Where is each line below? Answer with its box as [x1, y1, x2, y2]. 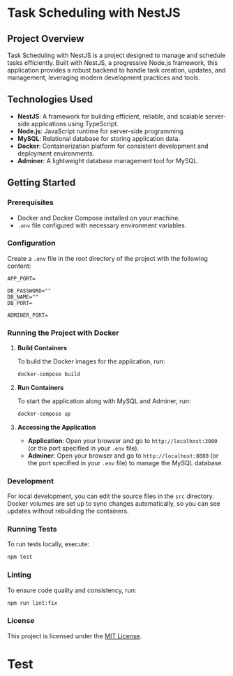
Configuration [7, 239, 56, 248]
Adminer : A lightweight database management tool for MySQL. [17, 156, 199, 165]
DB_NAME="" [7, 293, 39, 301]
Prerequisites [7, 197, 54, 207]
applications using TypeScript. [31, 119, 119, 128]
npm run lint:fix [7, 599, 58, 606]
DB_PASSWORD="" [7, 287, 52, 294]
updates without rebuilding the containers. [7, 507, 129, 516]
